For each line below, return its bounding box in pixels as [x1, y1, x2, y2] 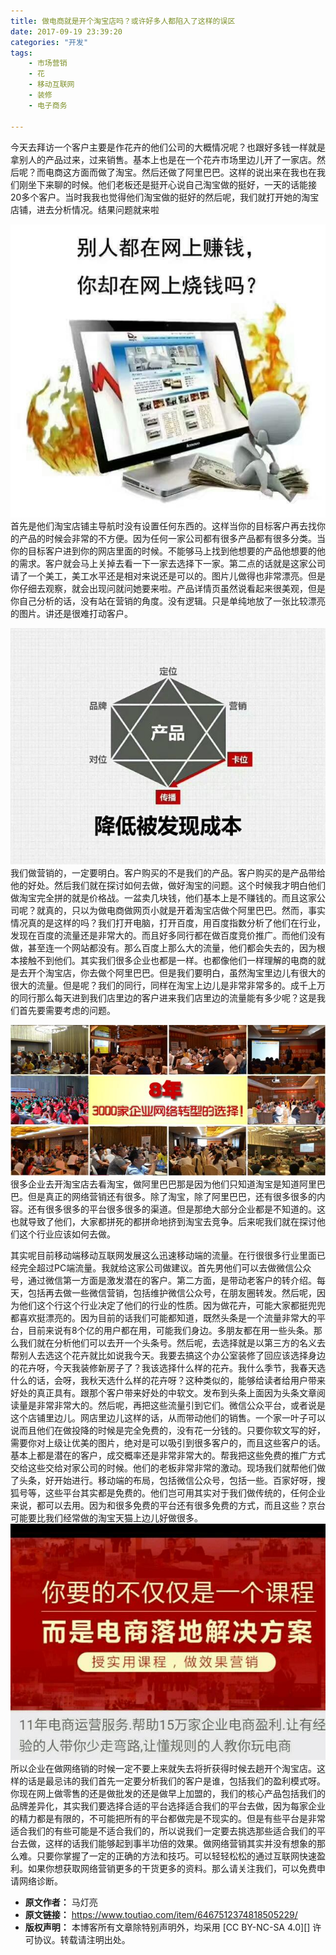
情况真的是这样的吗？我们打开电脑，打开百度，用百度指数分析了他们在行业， [10, 916, 326, 929]
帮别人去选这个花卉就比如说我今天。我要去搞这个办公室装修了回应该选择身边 [10, 1349, 326, 1361]
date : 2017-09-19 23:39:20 [10, 26, 123, 37]
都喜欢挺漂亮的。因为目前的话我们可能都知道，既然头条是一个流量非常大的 [10, 1311, 317, 1324]
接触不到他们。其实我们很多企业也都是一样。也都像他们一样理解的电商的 [18, 954, 317, 966]
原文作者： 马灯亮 [24, 1896, 98, 1908]
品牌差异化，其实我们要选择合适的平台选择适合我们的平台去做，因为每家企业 [10, 1800, 326, 1812]
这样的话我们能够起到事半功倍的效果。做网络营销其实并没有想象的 [44, 1837, 317, 1849]
